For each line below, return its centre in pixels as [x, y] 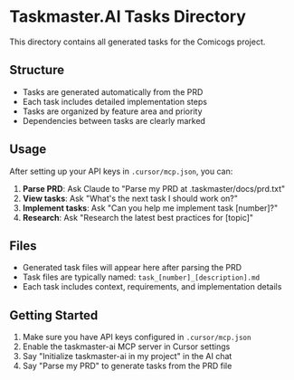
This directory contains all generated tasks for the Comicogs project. [138, 42]
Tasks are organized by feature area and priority [112, 111]
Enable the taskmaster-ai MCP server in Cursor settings [126, 347]
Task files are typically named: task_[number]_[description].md [141, 277]
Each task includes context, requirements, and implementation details [152, 287]
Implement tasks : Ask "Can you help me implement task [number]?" [150, 208]
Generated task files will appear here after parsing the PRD [132, 268]
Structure [37, 70]
